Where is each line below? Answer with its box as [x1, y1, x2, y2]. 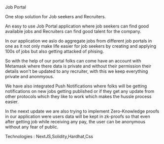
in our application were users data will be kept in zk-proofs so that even [5, 114, 150, 119]
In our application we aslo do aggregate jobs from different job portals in [5, 38, 152, 44]
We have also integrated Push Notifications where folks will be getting [5, 83, 147, 89]
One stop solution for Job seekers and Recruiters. [5, 14, 106, 19]
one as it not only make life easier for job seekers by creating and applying [5, 43, 157, 49]
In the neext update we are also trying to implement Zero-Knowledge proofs [5, 108, 160, 114]
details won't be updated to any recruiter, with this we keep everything [5, 68, 148, 74]
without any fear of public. [5, 124, 59, 130]
